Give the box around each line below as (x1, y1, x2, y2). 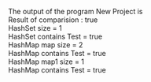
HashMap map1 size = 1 (8, 57, 85, 66)
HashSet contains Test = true (8, 32, 103, 41)
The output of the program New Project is (8, 7, 143, 16)
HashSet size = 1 (8, 24, 62, 32)
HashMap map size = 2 (8, 40, 83, 50)
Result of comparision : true (8, 15, 98, 24)
